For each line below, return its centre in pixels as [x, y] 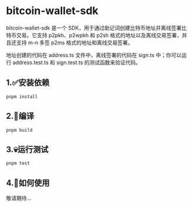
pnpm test [18, 163]
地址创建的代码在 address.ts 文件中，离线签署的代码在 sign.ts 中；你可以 [94, 55]
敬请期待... [19, 198]
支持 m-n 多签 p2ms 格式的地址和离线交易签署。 [75, 42]
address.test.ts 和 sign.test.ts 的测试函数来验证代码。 [77, 62]
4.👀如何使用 [28, 183]
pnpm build [19, 130]
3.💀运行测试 [27, 149]
